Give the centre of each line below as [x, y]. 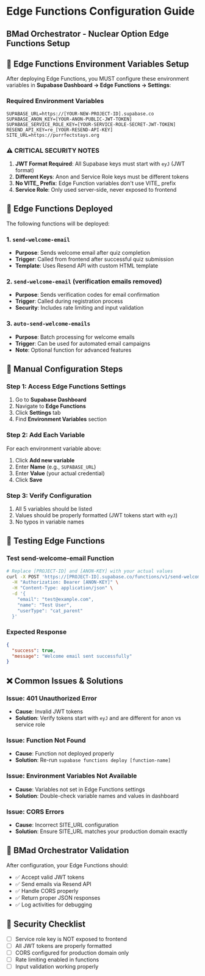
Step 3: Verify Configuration [49, 495]
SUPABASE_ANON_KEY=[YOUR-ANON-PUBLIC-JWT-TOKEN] [69, 119]
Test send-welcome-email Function [60, 558]
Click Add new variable [45, 460]
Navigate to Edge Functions [51, 406]
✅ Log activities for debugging [54, 905]
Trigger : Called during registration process [69, 301]
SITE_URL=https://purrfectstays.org [53, 135]
